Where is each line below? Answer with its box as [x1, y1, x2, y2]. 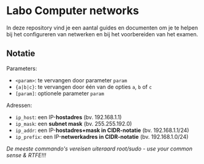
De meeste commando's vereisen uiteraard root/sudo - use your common [6, 145, 193, 152]
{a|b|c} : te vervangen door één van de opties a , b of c [15, 83, 152, 90]
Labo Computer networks [6, 4, 140, 18]
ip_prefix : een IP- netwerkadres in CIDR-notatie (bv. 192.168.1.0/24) [15, 133, 189, 140]
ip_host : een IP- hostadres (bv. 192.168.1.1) [15, 113, 122, 120]
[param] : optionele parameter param [15, 90, 104, 97]
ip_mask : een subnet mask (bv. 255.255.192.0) [15, 120, 132, 127]
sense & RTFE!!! [6, 151, 47, 158]
